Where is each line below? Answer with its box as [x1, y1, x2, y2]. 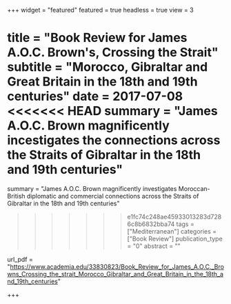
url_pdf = [7, 255, 33, 263]
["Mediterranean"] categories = [127, 227, 217, 235]
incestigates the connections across [7, 132, 221, 148]
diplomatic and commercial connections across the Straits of [26, 192, 199, 200]
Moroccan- [178, 184, 210, 192]
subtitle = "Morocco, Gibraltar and [7, 59, 208, 75]
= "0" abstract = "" [127, 241, 181, 250]
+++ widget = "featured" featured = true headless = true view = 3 [7, 6, 194, 14]
